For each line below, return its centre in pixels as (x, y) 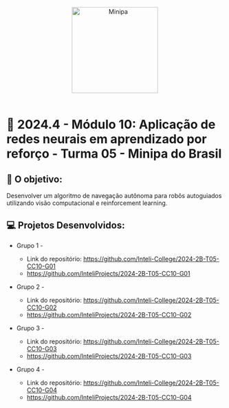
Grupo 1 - (30, 245)
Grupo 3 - (30, 328)
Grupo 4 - (31, 369)
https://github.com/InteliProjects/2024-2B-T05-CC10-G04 (109, 397)
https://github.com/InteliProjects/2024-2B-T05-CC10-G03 (109, 356)
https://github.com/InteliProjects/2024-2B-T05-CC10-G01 (108, 273)
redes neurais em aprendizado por (107, 139)
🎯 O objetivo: (34, 179)
